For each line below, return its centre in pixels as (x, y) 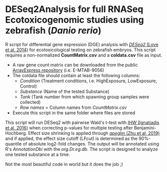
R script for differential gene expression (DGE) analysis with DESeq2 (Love (82, 44)
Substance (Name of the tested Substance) (64, 91)
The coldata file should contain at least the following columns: (76, 75)
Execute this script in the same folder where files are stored (74, 113)
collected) (30, 102)
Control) (28, 86)
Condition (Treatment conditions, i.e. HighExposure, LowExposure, (88, 81)
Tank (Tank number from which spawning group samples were (84, 97)
